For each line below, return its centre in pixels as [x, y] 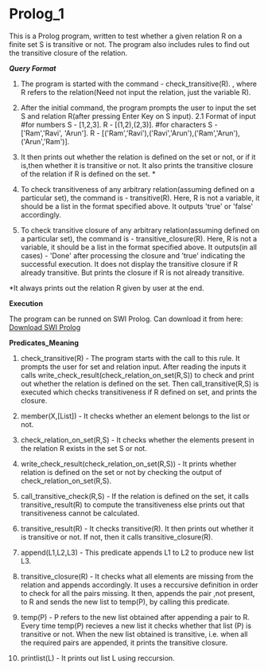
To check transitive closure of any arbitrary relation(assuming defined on [140, 230]
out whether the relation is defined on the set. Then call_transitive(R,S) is [140, 383]
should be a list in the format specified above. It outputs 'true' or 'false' [137, 206]
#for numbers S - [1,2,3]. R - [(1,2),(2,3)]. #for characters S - [119, 124]
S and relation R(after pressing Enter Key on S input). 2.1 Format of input [138, 116]
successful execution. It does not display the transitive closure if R [129, 264]
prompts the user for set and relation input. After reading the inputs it [133, 367]
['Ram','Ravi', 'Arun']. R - [60, 133]
